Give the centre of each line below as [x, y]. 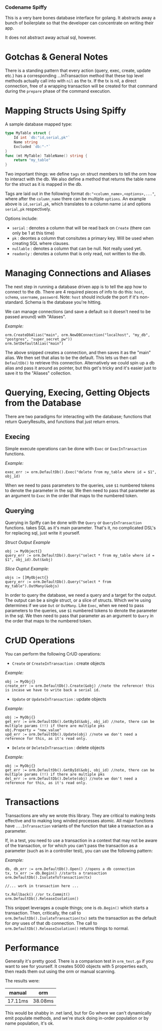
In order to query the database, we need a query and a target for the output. [81, 595]
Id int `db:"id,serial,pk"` [42, 138]
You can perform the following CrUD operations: [53, 654]
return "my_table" [32, 160]
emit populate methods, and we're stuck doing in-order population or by [77, 1018]
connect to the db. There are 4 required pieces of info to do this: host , [75, 292]
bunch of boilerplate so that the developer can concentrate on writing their [79, 23]
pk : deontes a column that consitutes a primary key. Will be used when [83, 238]
